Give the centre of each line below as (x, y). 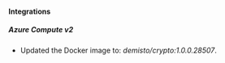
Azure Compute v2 (41, 30)
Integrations (30, 11)
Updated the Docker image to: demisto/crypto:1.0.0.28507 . (118, 50)
